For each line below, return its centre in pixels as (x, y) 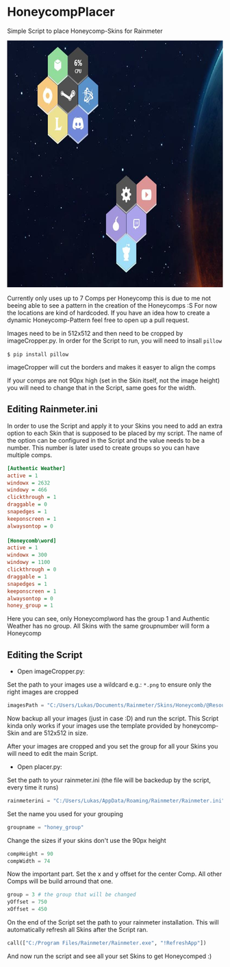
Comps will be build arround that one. (60, 881)
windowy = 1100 (29, 563)
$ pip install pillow (38, 354)
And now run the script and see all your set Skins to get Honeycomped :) (110, 956)
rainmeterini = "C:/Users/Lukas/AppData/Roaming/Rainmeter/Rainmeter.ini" (116, 800)
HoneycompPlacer (61, 12)
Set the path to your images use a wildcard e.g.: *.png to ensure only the (110, 685)
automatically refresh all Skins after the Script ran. (78, 930)
